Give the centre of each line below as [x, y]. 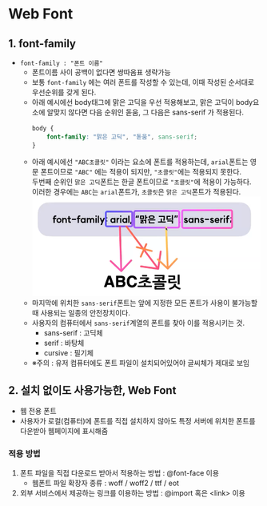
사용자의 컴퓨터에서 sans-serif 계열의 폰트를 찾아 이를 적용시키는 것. [138, 323]
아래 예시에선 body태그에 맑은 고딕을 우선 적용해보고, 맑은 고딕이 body [142, 102]
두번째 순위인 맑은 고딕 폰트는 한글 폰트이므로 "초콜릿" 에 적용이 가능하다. [141, 182]
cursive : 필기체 [69, 352]
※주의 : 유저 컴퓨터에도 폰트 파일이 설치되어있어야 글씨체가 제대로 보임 [141, 363]
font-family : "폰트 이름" [62, 63]
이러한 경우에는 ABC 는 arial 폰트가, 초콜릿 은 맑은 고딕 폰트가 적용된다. [136, 191]
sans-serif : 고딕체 [73, 332]
